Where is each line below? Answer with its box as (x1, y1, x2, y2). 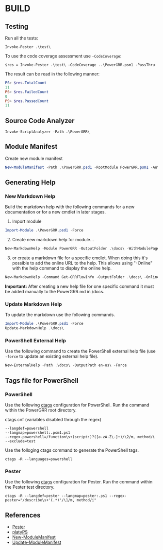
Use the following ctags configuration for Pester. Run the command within (5, 479, 153, 485)
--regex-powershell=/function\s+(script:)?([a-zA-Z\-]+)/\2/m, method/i (5, 434, 155, 439)
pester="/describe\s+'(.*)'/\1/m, (5, 498, 75, 503)
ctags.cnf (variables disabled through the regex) (5, 416, 102, 422)
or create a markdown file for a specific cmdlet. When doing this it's (12, 255, 148, 261)
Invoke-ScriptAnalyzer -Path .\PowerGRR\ (5, 129, 90, 134)
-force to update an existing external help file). (5, 354, 98, 359)
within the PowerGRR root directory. (5, 407, 77, 413)
